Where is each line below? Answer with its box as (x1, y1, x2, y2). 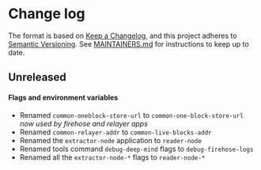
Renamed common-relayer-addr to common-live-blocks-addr (19, 127, 212, 137)
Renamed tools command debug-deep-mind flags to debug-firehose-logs (19, 144, 254, 153)
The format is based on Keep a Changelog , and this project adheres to (8, 31, 237, 40)
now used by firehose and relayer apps (19, 119, 149, 128)
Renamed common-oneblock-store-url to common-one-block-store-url (19, 110, 244, 119)
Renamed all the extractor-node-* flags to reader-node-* (19, 152, 206, 162)
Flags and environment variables (8, 93, 119, 102)
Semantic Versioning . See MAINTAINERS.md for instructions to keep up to (8, 39, 249, 48)
